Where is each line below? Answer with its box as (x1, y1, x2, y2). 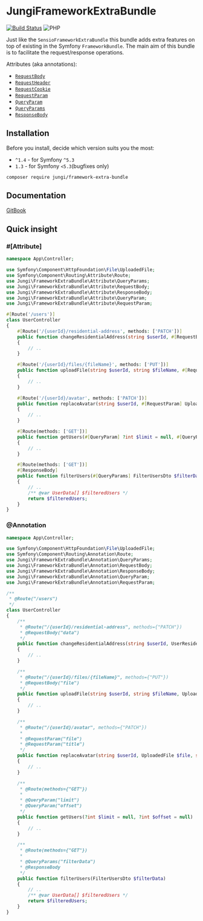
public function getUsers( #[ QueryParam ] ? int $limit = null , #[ (17, 434, 182, 440)
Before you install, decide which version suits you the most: (6, 144, 155, 152)
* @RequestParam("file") (19, 735, 83, 742)
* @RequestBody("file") (19, 680, 80, 686)
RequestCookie (14, 86, 51, 92)
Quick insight (6, 224, 57, 234)
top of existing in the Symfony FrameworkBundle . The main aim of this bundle (6, 42, 195, 50)
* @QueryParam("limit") (19, 797, 80, 803)
